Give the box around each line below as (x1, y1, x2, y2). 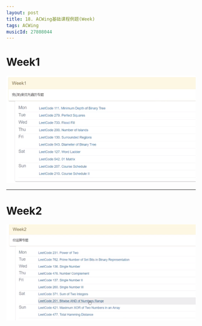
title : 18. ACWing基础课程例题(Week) (6, 16, 96, 22)
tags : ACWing (6, 22, 39, 28)
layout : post (6, 10, 39, 16)
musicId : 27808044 (6, 29, 52, 35)
